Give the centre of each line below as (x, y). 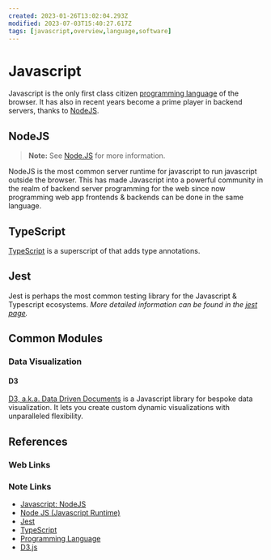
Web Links (30, 464)
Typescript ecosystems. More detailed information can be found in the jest (133, 304)
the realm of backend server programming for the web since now (117, 189)
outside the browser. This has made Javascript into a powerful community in (136, 180)
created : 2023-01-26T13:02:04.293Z (68, 16)
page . (18, 313)
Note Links (30, 486)
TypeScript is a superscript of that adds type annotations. (104, 250)
